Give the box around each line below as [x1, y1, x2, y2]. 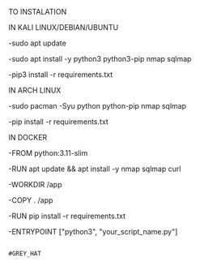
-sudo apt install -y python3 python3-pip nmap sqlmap [8, 54, 192, 63]
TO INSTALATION [8, 7, 67, 16]
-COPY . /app [8, 195, 53, 205]
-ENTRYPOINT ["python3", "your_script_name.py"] [8, 227, 178, 236]
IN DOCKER [8, 133, 48, 142]
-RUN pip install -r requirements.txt [8, 211, 126, 221]
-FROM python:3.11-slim [8, 148, 88, 157]
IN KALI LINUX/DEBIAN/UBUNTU [8, 23, 119, 32]
